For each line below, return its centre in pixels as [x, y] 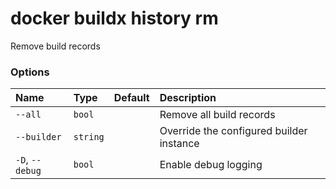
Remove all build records [217, 115]
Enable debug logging [211, 165]
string [89, 137]
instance [179, 144]
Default [131, 98]
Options [30, 72]
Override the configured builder [233, 131]
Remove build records [55, 46]
